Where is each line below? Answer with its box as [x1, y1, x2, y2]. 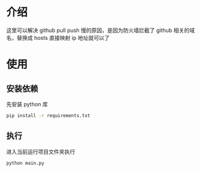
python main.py [6, 160, 45, 166]
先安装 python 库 [6, 100, 48, 107]
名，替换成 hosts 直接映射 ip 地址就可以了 [6, 34, 110, 41]
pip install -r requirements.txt [6, 112, 91, 118]
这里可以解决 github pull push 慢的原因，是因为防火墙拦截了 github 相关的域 [6, 27, 195, 34]
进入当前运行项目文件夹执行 [6, 148, 75, 155]
